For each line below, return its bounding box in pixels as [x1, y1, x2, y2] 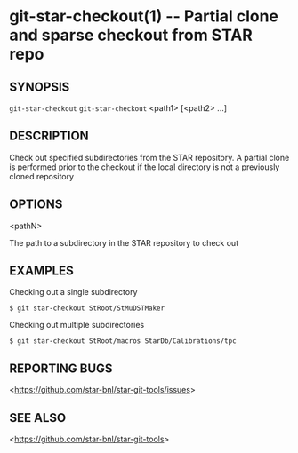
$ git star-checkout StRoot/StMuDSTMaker [9, 304, 165, 313]
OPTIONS [9, 197, 63, 212]
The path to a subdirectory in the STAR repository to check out [9, 237, 238, 248]
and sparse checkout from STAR [9, 25, 254, 45]
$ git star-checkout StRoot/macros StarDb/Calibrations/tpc [9, 337, 238, 346]
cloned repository [9, 171, 74, 181]
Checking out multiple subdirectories [9, 320, 145, 330]
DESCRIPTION [9, 129, 89, 144]
